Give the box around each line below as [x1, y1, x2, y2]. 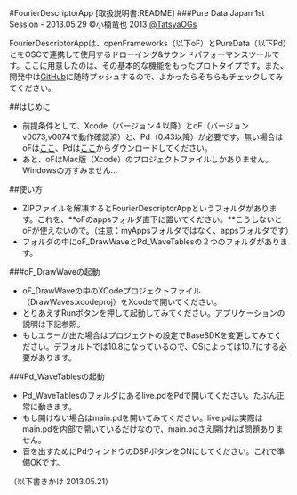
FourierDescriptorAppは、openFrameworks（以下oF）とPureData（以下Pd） [9, 38, 287, 48]
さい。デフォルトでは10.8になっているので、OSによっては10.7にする [29, 342, 280, 351]
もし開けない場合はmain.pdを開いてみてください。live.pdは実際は [21, 413, 263, 423]
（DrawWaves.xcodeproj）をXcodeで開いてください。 [21, 297, 222, 307]
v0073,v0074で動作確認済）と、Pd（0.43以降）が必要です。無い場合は [21, 132, 284, 142]
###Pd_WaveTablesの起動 [9, 371, 105, 382]
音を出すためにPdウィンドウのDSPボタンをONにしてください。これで [21, 446, 277, 457]
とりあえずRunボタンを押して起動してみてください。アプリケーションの [21, 308, 285, 318]
